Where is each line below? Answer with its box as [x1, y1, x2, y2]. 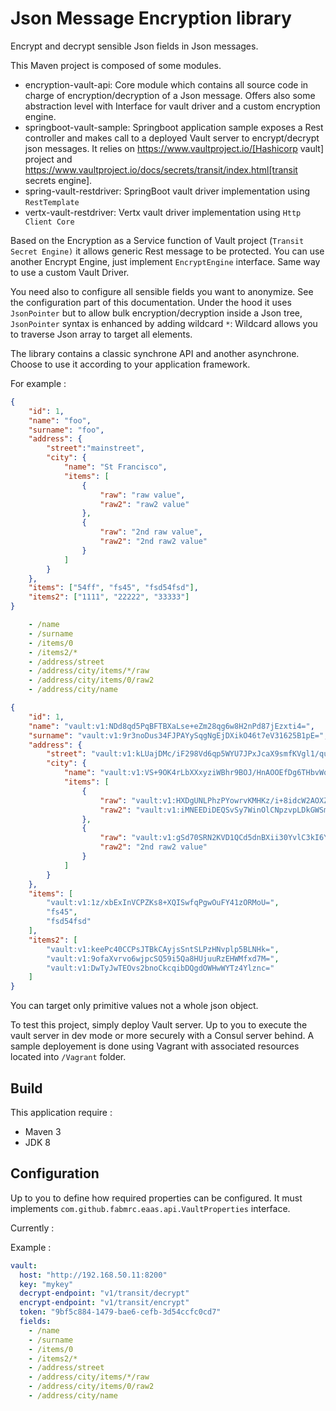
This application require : [10, 1107, 113, 1118]
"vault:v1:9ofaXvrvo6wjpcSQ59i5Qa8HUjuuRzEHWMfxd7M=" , [46, 953, 280, 964]
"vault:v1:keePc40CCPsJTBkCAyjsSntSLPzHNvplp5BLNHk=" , [46, 944, 280, 954]
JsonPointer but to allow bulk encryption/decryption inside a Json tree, [10, 307, 303, 319]
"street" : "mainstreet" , [46, 443, 145, 454]
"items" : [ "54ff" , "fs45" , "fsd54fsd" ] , [28, 583, 199, 593]
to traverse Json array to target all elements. [10, 328, 193, 340]
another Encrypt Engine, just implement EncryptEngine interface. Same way [10, 255, 321, 267]
